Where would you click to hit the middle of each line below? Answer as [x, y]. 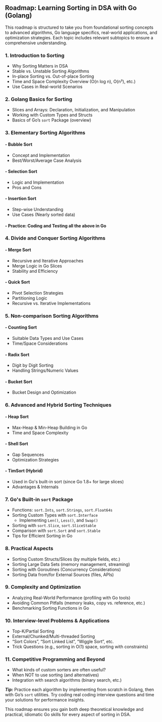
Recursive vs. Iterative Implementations [51, 303]
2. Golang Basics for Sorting [39, 99]
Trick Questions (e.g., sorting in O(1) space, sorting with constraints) [80, 647]
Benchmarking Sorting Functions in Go [51, 608]
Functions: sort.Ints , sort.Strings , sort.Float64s [62, 510]
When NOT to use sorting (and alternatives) [55, 675]
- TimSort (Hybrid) [24, 471]
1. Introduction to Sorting [35, 55]
